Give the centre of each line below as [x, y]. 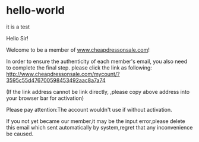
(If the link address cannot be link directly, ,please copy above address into [98, 91]
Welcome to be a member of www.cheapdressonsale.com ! [78, 50]
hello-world [36, 10]
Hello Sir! [17, 38]
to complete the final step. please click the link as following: [79, 67]
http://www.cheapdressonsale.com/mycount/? [63, 74]
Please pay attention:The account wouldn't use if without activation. [89, 109]
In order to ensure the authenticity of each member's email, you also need [97, 61]
